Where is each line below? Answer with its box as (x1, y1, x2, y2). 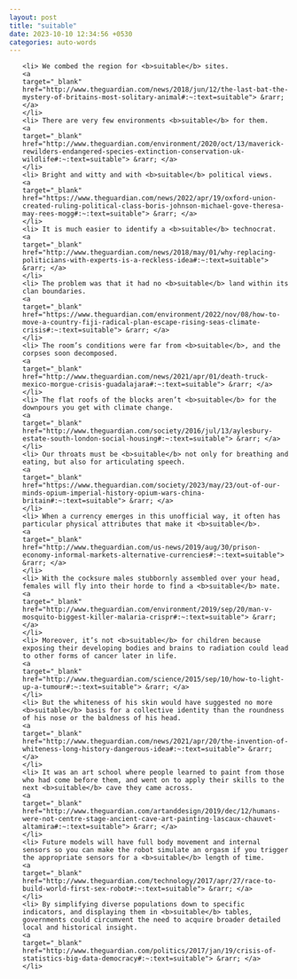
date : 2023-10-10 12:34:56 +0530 (9, 29, 133, 38)
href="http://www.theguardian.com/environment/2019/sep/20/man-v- (21, 605, 273, 615)
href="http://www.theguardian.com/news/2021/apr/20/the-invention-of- (21, 737, 289, 746)
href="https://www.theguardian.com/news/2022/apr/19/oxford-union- (21, 194, 277, 203)
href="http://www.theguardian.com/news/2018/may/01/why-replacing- (21, 248, 277, 257)
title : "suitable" (9, 21, 77, 30)
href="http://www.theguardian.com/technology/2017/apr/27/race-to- (21, 877, 277, 886)
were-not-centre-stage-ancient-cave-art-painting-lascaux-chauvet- (21, 815, 277, 824)
